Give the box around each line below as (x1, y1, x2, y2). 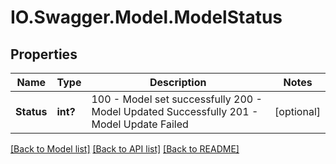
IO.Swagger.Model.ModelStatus (10, 6, 283, 29)
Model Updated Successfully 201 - (91, 105, 259, 118)
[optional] (274, 105, 321, 118)
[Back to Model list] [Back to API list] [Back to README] (10, 143, 240, 155)
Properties (10, 46, 78, 63)
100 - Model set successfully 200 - (91, 92, 263, 106)
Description (149, 76, 207, 89)
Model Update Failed (91, 117, 189, 131)
